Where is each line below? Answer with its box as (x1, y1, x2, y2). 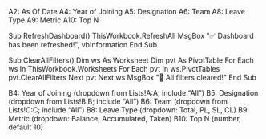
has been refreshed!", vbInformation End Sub (8, 40, 158, 49)
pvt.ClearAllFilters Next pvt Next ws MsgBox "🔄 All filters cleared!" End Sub (8, 72, 256, 82)
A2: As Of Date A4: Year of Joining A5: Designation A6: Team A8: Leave (8, 7, 246, 16)
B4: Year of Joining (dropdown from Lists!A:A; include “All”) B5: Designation (8, 88, 259, 97)
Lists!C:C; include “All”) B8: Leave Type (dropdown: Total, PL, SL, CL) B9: (8, 105, 250, 115)
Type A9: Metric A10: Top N (8, 15, 99, 25)
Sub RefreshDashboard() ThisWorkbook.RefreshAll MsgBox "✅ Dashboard (8, 31, 254, 40)
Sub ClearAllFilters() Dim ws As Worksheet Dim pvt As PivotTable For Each (8, 55, 254, 65)
